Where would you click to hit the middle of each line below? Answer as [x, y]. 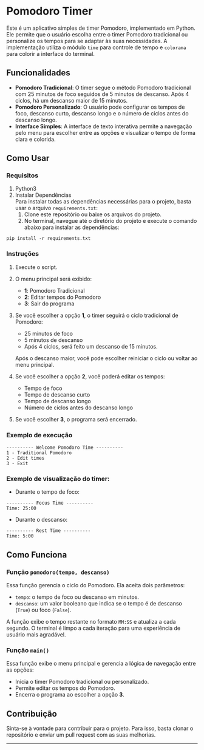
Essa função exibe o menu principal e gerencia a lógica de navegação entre [101, 664]
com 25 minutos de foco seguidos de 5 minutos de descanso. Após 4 [102, 94]
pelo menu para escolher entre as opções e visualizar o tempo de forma [105, 132]
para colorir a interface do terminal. [51, 53]
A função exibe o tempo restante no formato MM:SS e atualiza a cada [91, 622]
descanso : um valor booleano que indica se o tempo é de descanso [98, 604]
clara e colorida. [35, 139]
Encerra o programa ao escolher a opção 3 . [70, 695]
